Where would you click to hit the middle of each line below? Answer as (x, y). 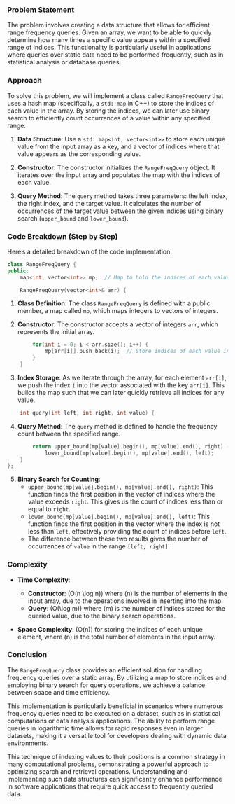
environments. (28, 743)
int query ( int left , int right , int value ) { (87, 413)
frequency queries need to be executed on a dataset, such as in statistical (114, 713)
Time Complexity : (44, 580)
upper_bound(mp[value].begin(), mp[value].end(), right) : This (120, 487)
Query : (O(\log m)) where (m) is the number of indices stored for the (127, 608)
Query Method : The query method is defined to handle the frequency (117, 426)
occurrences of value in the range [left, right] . (99, 546)
